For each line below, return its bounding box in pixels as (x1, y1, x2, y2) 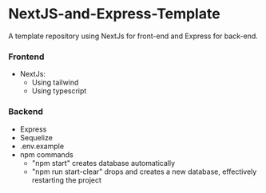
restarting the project (31, 175, 102, 184)
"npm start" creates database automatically (31, 158, 176, 167)
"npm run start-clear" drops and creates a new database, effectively (31, 167, 257, 176)
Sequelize (19, 132, 54, 142)
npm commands (19, 149, 73, 160)
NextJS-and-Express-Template (8, 5, 221, 23)
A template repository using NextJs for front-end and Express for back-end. (8, 31, 258, 41)
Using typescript (31, 86, 87, 96)
